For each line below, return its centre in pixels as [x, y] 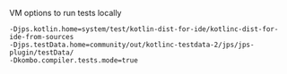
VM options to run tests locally [65, 13]
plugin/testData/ [42, 53]
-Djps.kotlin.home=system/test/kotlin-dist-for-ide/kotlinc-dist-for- [144, 29]
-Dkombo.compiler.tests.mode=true [74, 61]
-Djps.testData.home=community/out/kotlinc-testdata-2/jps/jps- [132, 45]
